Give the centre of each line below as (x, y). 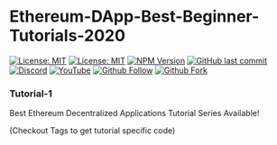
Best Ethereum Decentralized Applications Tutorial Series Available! (134, 113)
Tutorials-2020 (68, 36)
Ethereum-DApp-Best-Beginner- (134, 17)
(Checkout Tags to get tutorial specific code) (92, 131)
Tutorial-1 (31, 94)
